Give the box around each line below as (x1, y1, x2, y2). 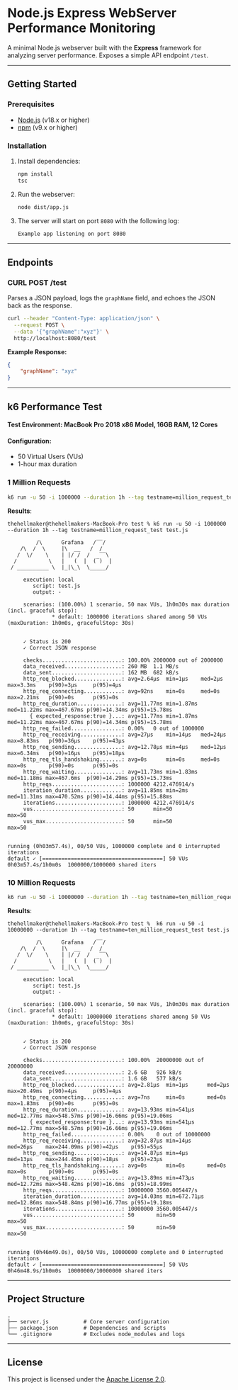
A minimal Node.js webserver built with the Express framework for (7, 43, 202, 52)
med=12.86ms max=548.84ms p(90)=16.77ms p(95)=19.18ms (7, 1199, 173, 1206)
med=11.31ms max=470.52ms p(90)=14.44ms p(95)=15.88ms (7, 793, 173, 800)
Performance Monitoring (7, 20, 156, 36)
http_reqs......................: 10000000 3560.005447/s (23, 1187, 198, 1194)
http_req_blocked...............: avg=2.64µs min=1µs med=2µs (23, 675, 223, 682)
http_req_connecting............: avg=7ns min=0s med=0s (23, 1093, 227, 1101)
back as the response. (7, 301, 72, 310)
